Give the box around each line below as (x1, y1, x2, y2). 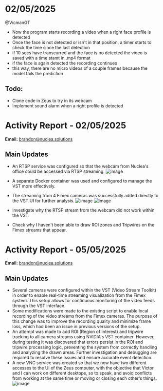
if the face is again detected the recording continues (12, 60, 118, 66)
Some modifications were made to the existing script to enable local (12, 308, 148, 314)
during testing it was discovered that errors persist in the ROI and (12, 339, 143, 345)
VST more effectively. (12, 183, 56, 189)
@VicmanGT (5, 20, 31, 25)
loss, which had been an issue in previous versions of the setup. (12, 324, 141, 329)
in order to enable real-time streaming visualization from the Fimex (12, 292, 146, 298)
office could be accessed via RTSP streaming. (12, 168, 105, 174)
